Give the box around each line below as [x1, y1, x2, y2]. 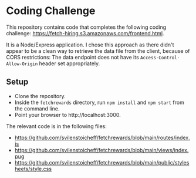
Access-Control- [140, 55, 180, 61]
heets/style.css [14, 165, 52, 172]
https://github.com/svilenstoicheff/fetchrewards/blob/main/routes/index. [14, 134, 191, 141]
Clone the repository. [14, 92, 66, 99]
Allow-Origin [6, 61, 38, 67]
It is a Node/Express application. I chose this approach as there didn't [6, 41, 174, 48]
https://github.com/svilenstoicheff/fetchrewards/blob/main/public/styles [14, 159, 190, 166]
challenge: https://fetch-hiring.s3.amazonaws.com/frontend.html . [6, 29, 164, 36]
